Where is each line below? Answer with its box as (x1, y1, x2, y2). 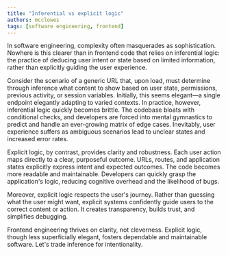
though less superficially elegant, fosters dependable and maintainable (7, 233, 207, 241)
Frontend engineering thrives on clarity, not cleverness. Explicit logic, (7, 226, 203, 234)
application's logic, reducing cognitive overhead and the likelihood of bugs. (7, 178, 220, 186)
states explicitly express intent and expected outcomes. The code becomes (7, 162, 220, 171)
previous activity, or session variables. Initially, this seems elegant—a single (7, 91, 220, 99)
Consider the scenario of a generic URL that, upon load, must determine (7, 77, 211, 85)
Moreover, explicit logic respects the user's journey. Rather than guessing (7, 191, 215, 199)
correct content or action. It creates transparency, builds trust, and (7, 205, 195, 213)
